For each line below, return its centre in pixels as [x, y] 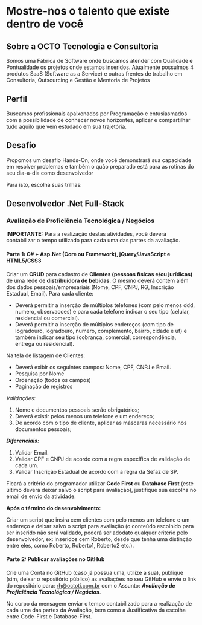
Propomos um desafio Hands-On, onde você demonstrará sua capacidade [99, 160]
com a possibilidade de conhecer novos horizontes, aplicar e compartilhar [98, 120]
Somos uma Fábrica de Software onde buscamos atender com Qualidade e [99, 61]
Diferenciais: [23, 441]
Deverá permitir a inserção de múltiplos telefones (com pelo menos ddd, [105, 305]
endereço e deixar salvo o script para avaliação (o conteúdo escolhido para [100, 526]
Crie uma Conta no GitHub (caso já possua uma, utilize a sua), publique [95, 572]
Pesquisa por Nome [39, 374]
